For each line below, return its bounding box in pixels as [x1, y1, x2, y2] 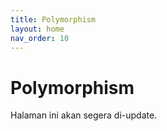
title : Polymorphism [10, 14, 97, 25]
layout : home [10, 24, 65, 34]
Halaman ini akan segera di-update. [10, 109, 158, 121]
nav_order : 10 [10, 33, 70, 43]
